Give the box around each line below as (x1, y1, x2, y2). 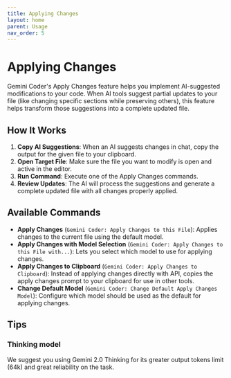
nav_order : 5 (7, 29, 45, 37)
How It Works (7, 124, 67, 136)
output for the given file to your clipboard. (17, 150, 136, 158)
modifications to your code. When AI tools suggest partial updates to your (7, 89, 218, 98)
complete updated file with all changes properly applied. (17, 187, 178, 195)
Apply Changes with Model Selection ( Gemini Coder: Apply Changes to (17, 240, 223, 248)
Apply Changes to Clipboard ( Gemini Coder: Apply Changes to (17, 262, 198, 270)
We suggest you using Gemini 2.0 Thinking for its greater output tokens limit (7, 355, 224, 363)
